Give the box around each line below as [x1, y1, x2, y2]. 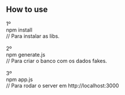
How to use [6, 5, 48, 15]
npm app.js [6, 76, 33, 83]
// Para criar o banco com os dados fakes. [6, 57, 107, 64]
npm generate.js [6, 51, 46, 58]
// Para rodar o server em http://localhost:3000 [6, 82, 119, 89]
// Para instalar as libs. [6, 32, 60, 40]
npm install [6, 26, 33, 33]
